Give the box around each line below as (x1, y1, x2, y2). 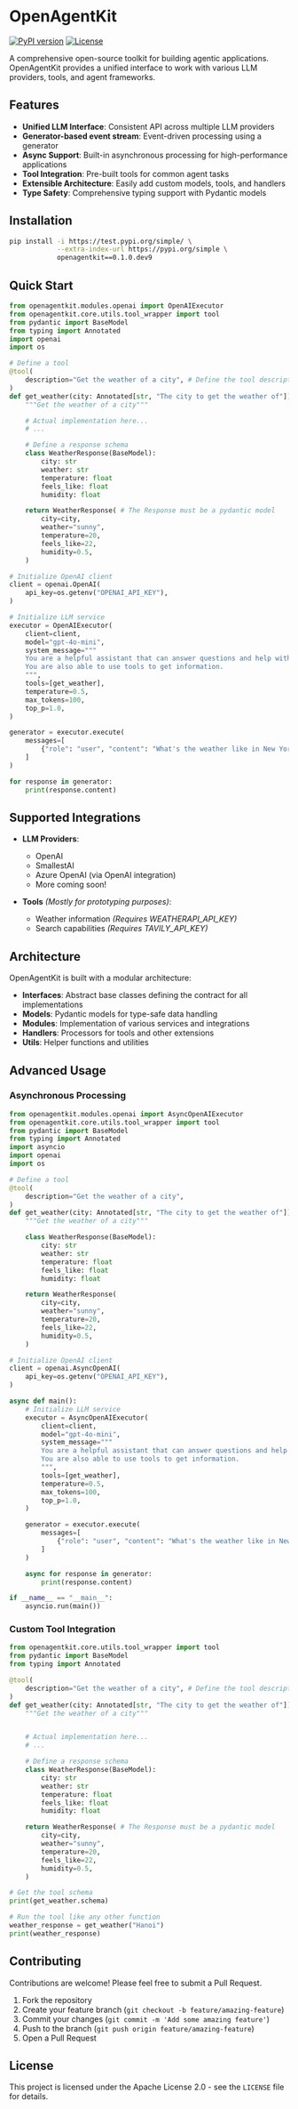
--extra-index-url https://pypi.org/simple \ (56, 245, 228, 254)
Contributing (9, 1954, 82, 1969)
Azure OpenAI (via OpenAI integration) (35, 870, 176, 881)
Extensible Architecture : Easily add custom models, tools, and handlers (21, 178, 286, 189)
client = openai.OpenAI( (9, 580, 101, 589)
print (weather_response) (9, 1928, 101, 1938)
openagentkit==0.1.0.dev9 (56, 254, 153, 262)
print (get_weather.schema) (9, 1896, 109, 1905)
